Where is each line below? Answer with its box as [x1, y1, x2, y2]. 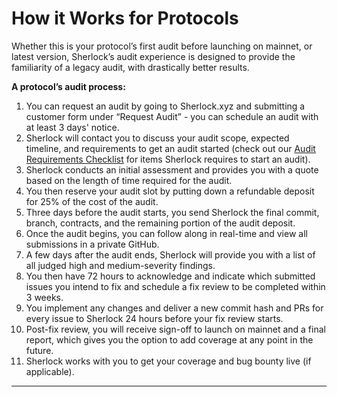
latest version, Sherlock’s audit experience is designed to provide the [11, 50, 296, 62]
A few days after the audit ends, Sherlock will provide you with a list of [25, 248, 316, 261]
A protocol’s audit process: [11, 80, 126, 92]
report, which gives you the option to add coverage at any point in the [25, 333, 314, 346]
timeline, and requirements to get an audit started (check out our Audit [25, 142, 316, 154]
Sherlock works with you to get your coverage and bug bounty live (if [25, 355, 312, 367]
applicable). [25, 365, 75, 377]
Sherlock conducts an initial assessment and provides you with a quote [25, 163, 319, 176]
